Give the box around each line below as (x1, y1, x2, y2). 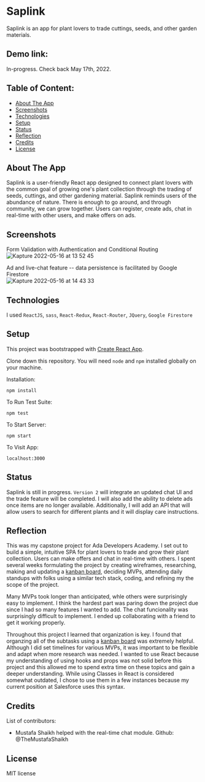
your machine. (6, 363, 43, 371)
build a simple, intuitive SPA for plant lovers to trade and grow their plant (6, 548, 189, 556)
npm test (6, 410, 29, 416)
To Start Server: (6, 420, 47, 428)
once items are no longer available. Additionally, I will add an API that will (6, 501, 190, 509)
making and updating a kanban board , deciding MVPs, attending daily (6, 568, 183, 575)
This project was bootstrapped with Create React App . (6, 345, 144, 352)
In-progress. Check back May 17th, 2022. (6, 65, 112, 72)
